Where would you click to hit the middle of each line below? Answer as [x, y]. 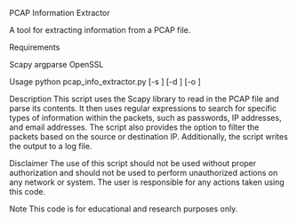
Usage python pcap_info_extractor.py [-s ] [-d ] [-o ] [105, 82]
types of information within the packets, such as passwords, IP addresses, [145, 118]
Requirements [35, 47]
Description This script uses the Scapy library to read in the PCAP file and [144, 99]
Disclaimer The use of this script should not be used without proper [133, 163]
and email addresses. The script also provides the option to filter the [134, 127]
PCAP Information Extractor [60, 13]
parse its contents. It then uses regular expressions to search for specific [143, 108]
